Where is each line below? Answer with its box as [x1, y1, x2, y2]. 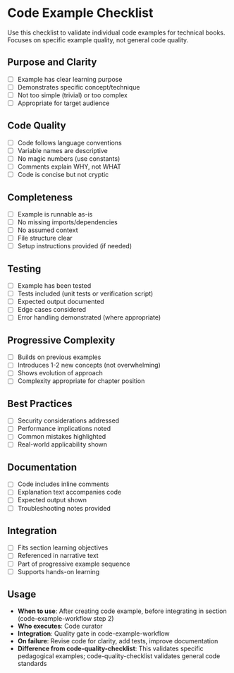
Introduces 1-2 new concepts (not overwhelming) [17, 361, 161, 370]
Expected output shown [17, 496, 87, 504]
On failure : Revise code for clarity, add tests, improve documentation [17, 637, 218, 645]
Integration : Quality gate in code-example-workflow [17, 629, 171, 638]
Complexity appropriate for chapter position [17, 377, 145, 385]
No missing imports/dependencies [17, 218, 118, 226]
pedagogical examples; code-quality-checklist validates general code [17, 652, 221, 660]
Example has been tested [17, 281, 92, 290]
